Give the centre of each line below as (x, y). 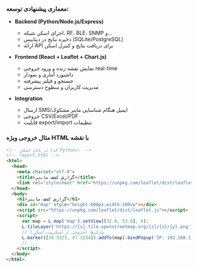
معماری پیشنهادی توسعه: (38, 9)
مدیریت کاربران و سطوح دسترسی (61, 87)
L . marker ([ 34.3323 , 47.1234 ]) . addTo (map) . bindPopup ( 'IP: (93, 237)
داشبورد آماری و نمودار (48, 75)
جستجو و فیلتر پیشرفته (48, 81)
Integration (29, 98)
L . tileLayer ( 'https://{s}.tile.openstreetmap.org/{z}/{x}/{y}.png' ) (108, 226)
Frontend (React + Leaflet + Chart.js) (61, 57)
